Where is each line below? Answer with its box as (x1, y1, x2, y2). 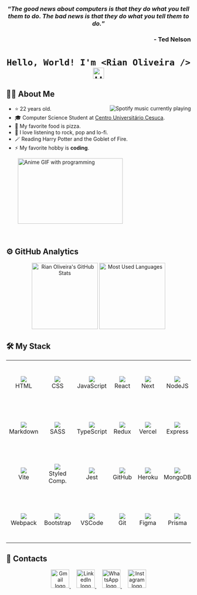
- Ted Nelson (153, 35, 191, 43)
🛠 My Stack (6, 341, 51, 352)
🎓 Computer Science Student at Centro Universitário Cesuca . (14, 114, 165, 121)
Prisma (168, 518, 188, 527)
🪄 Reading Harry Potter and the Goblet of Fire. (14, 135, 128, 143)
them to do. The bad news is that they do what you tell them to (8, 12, 189, 20)
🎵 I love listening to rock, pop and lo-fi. (14, 128, 108, 135)
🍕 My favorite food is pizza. (14, 123, 81, 130)
